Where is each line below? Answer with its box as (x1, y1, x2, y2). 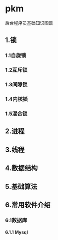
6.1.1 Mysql (5, 229, 28, 236)
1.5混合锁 (5, 110, 28, 117)
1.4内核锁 (5, 96, 28, 103)
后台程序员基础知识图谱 (5, 20, 53, 26)
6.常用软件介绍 (5, 200, 51, 209)
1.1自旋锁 (5, 52, 26, 59)
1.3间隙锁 (5, 81, 28, 88)
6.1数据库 (5, 217, 27, 224)
